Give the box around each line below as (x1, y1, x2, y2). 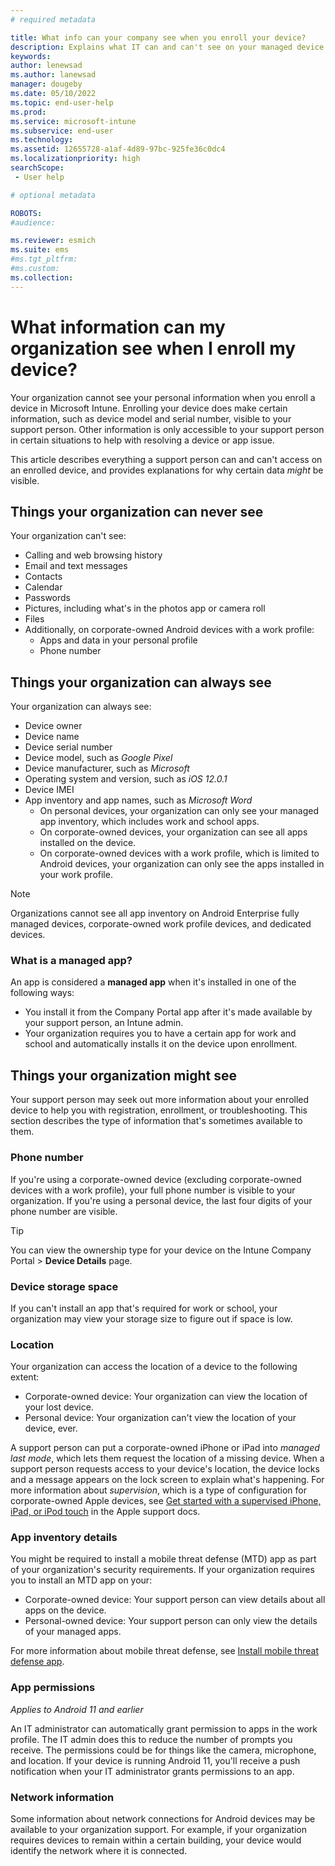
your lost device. (24, 1401, 94, 1413)
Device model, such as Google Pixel (24, 752, 173, 764)
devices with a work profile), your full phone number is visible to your (10, 1184, 296, 1196)
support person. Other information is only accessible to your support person (10, 423, 325, 435)
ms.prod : (10, 107, 47, 117)
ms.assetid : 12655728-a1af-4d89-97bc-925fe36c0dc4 (10, 144, 226, 155)
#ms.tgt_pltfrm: (10, 254, 78, 265)
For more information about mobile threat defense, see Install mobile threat (10, 1645, 319, 1657)
